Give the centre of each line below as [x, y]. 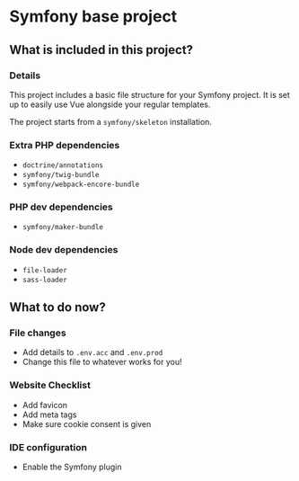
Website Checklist [50, 386]
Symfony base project [93, 17]
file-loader [44, 270]
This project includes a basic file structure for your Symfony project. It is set [149, 94]
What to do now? [57, 307]
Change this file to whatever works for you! [102, 362]
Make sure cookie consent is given [87, 423]
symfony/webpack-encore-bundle [81, 185]
